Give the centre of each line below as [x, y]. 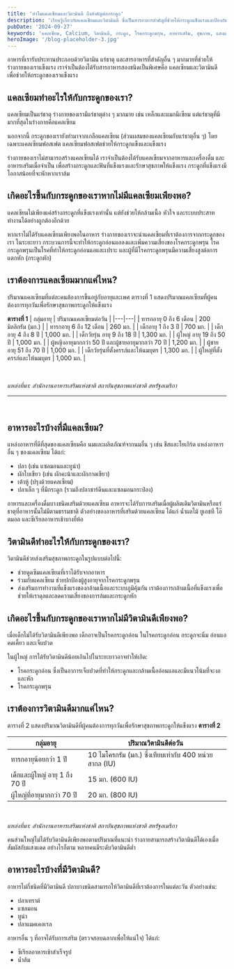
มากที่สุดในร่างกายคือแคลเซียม [41, 122]
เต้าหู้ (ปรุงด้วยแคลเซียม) [45, 482]
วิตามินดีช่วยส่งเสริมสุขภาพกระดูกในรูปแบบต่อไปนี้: [64, 559]
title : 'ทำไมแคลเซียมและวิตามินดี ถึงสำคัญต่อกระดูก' [65, 14]
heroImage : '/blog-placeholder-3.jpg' [63, 40]
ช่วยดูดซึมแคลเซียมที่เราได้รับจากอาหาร [61, 573]
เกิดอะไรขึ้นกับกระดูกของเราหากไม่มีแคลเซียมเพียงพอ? [99, 196]
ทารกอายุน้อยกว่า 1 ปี [39, 759]
